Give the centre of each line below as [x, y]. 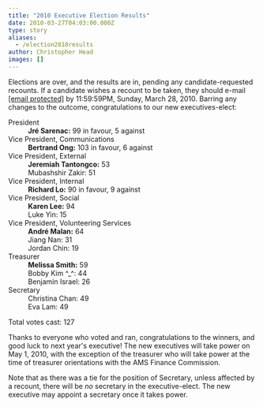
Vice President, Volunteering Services [70, 222]
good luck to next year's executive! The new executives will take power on [129, 345]
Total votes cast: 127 [41, 322]
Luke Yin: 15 [47, 215]
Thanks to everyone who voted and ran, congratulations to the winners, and [131, 337]
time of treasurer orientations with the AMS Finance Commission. [115, 362]
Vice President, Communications [61, 139]
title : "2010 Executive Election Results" [79, 15]
